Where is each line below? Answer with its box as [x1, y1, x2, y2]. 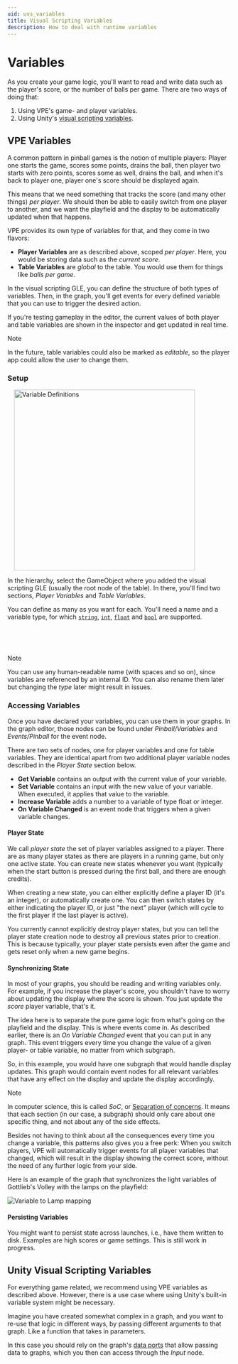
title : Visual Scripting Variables [7, 17, 113, 24]
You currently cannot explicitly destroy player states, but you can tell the [7, 924, 219, 933]
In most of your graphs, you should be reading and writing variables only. [7, 980, 222, 988]
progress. [7, 1244, 36, 1252]
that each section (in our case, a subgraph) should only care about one [7, 1110, 215, 1119]
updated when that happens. [7, 212, 92, 221]
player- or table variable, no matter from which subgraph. [7, 1046, 175, 1055]
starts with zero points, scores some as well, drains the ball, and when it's [7, 168, 224, 178]
